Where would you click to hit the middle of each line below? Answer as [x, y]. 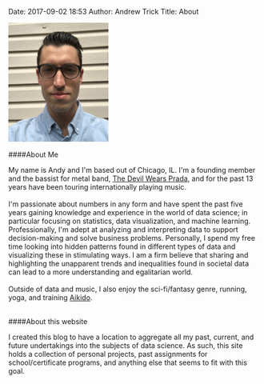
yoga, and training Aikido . [50, 297]
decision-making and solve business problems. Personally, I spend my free [132, 238]
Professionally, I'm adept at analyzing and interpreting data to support [123, 229]
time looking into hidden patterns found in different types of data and [122, 246]
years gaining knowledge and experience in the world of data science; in [128, 212]
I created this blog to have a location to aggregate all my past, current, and [131, 337]
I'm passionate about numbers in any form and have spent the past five [126, 204]
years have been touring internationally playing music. [97, 186]
